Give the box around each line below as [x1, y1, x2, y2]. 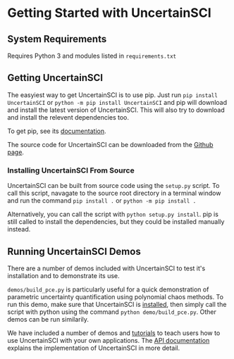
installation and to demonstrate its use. [7, 271, 120, 279]
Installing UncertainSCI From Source [7, 165, 135, 175]
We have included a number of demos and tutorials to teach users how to [7, 329, 221, 337]
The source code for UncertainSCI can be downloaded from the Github [7, 140, 214, 149]
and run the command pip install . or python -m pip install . [7, 196, 197, 205]
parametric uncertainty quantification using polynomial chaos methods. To [7, 292, 224, 301]
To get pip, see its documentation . [7, 127, 106, 135]
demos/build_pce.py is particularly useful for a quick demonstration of [7, 285, 209, 294]
